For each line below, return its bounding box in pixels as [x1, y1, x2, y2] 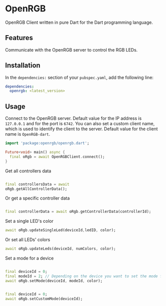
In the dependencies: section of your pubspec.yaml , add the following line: [5, 74, 154, 80]
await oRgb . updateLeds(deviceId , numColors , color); [5, 246, 116, 252]
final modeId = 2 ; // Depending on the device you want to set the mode [5, 273, 158, 279]
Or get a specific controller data [5, 195, 70, 201]
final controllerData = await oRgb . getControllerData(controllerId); [5, 209, 152, 214]
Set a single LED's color [5, 218, 53, 224]
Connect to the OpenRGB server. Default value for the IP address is [5, 115, 142, 121]
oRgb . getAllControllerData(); [5, 186, 68, 191]
